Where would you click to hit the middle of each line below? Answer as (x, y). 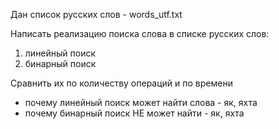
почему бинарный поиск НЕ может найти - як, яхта (134, 113)
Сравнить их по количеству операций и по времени (121, 83)
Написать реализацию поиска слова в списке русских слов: (140, 33)
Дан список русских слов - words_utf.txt (96, 14)
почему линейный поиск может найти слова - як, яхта (141, 102)
